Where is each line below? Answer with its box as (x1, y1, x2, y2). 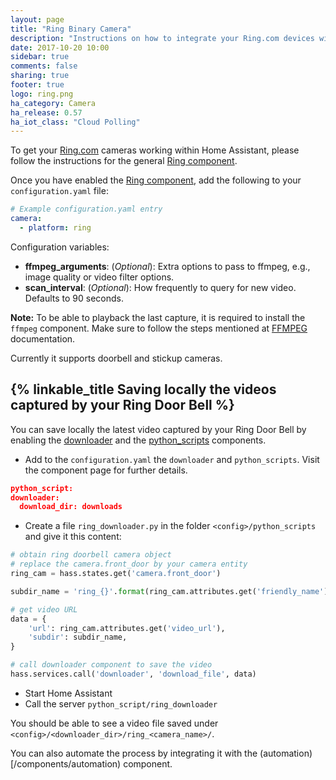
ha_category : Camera (10, 98, 97, 108)
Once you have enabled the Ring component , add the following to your (10, 174, 302, 186)
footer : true (10, 80, 65, 90)
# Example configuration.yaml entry (10, 204, 163, 215)
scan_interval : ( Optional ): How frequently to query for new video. (24, 281, 297, 293)
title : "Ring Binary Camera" (10, 24, 132, 34)
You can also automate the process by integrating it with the (10, 747, 258, 759)
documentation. (10, 332, 76, 345)
